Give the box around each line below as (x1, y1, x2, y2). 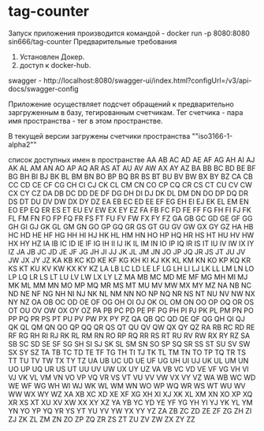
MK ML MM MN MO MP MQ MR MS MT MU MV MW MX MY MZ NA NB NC (8, 281, 252, 290)
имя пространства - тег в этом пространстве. (8, 116, 163, 125)
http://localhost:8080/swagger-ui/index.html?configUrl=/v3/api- (43, 76, 252, 85)
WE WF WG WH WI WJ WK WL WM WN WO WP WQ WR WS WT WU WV (8, 381, 246, 390)
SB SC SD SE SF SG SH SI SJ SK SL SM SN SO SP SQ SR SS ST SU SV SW (8, 339, 251, 348)
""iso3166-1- (191, 131, 233, 140)
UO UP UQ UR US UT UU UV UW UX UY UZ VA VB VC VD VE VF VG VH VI (8, 364, 250, 373)
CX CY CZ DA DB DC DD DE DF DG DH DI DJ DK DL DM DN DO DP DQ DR (8, 188, 248, 198)
